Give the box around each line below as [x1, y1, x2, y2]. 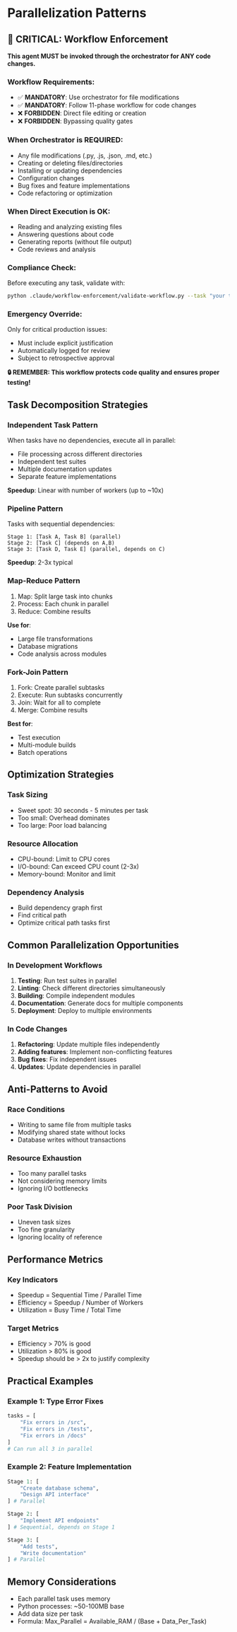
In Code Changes [7, 1024, 68, 1034]
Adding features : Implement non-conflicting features [17, 1048, 173, 1056]
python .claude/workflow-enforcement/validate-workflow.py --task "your [7, 292, 226, 300]
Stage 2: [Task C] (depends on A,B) [7, 540, 115, 547]
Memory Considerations [7, 1575, 116, 1587]
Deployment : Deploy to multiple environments [17, 1006, 152, 1014]
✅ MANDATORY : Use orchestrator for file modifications [17, 93, 180, 102]
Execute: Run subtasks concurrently [17, 690, 123, 699]
